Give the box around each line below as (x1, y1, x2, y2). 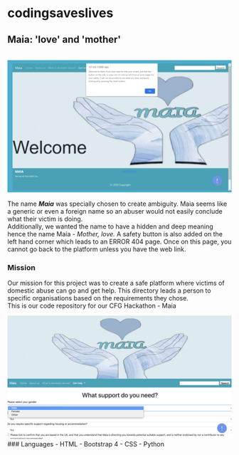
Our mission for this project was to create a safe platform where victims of (7, 279, 225, 288)
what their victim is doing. (7, 215, 83, 224)
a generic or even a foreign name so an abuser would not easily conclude (7, 207, 223, 216)
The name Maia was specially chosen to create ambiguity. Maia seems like (7, 199, 228, 208)
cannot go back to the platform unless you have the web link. (7, 245, 186, 253)
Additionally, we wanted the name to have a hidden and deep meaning (7, 222, 213, 231)
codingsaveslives (7, 5, 114, 21)
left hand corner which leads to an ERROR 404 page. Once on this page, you (7, 237, 232, 246)
